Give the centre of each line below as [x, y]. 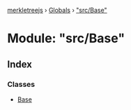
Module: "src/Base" [66, 39]
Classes [21, 84]
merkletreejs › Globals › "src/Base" [57, 10]
